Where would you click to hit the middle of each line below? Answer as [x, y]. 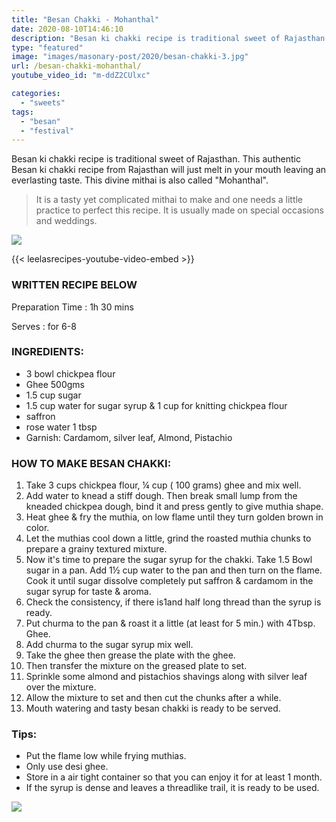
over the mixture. [61, 687]
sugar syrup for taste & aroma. [88, 592]
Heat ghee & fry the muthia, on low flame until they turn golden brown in [174, 517]
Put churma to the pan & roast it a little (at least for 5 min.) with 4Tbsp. [170, 623]
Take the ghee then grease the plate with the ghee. [130, 655]
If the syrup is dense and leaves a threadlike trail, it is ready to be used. [172, 788]
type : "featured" [47, 47]
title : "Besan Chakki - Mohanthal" [85, 19]
